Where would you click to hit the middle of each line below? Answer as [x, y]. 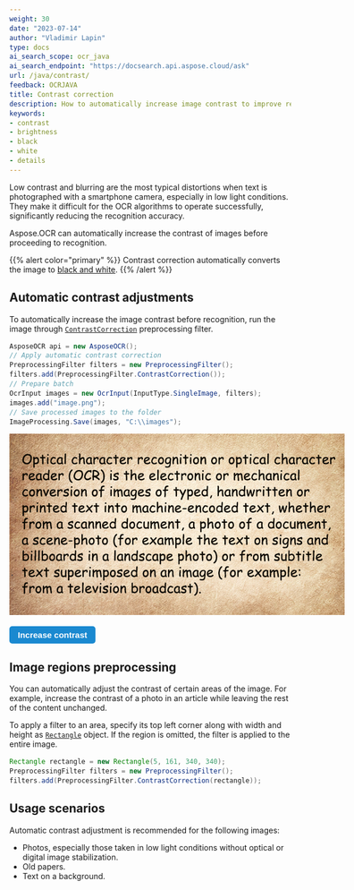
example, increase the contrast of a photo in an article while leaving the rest [149, 698]
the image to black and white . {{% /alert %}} [91, 270]
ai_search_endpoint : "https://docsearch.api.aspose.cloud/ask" [130, 66]
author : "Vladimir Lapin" [57, 38]
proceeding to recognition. [58, 243]
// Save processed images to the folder [86, 412]
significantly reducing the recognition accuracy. [97, 216]
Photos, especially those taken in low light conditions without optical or [153, 847]
